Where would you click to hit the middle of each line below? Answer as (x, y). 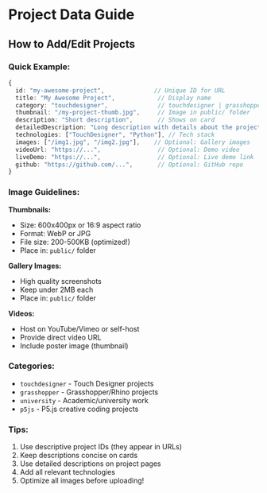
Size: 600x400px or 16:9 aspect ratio (80, 225)
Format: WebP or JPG (55, 233)
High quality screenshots (60, 281)
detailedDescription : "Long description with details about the (124, 128)
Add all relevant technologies (67, 472)
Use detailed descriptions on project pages (90, 464)
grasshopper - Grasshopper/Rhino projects (89, 392)
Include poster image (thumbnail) (74, 345)
